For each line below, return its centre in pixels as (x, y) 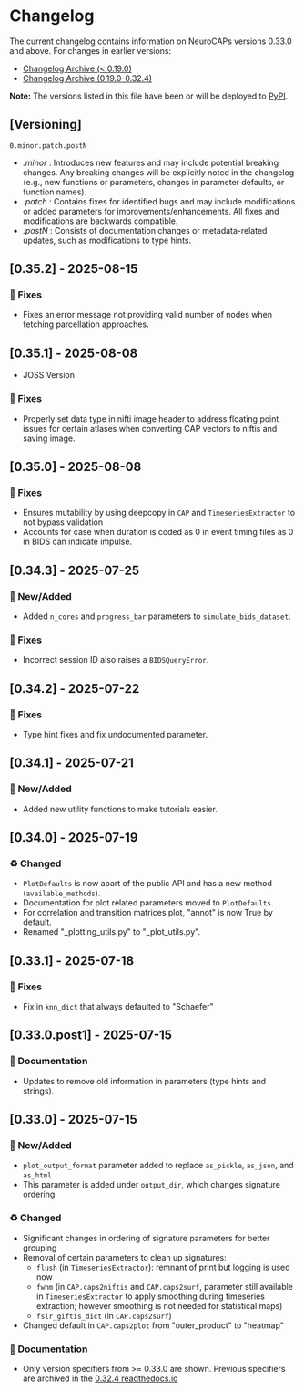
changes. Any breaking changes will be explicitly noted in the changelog (158, 172)
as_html (37, 1176)
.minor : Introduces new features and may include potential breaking (151, 162)
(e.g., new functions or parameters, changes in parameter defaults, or (153, 182)
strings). (38, 1091)
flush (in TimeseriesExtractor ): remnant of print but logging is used (163, 1267)
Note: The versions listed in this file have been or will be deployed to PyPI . (149, 96)
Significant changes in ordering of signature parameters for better (146, 1238)
